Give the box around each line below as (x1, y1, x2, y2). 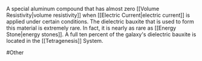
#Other (6, 49, 24, 56)
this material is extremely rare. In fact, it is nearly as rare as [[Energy (6, 24, 177, 31)
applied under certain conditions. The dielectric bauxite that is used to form (6, 18, 195, 25)
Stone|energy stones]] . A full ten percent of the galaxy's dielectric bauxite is (6, 31, 197, 38)
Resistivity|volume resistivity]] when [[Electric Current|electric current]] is (6, 11, 191, 19)
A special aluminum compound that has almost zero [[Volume (6, 5, 160, 12)
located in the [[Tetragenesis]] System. (6, 37, 104, 44)
